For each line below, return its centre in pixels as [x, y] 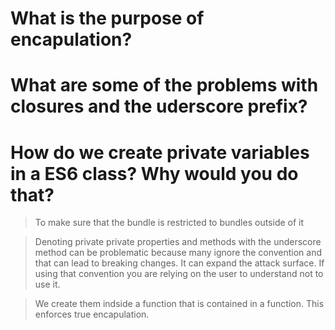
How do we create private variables [160, 152]
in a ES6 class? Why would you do [154, 173]
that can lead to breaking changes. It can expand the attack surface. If [179, 263]
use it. [47, 284]
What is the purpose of [107, 18]
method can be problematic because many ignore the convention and [178, 253]
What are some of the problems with [164, 85]
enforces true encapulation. [92, 314]
